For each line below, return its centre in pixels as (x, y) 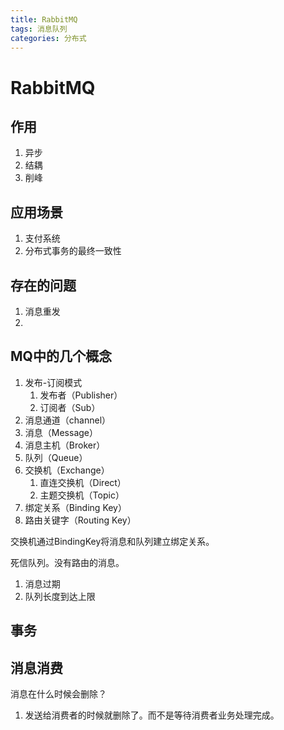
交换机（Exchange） (67, 470)
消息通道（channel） (68, 420)
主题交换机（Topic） (82, 495)
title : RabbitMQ (44, 19)
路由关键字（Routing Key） (80, 520)
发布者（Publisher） (81, 395)
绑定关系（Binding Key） (75, 507)
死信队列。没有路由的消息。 (67, 562)
